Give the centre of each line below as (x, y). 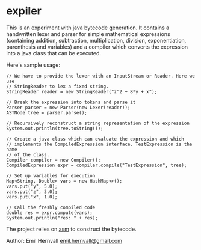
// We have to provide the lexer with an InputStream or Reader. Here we (101, 76)
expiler (24, 11)
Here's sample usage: (33, 65)
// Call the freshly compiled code (51, 207)
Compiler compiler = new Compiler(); (54, 160)
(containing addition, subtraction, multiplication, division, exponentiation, (96, 40)
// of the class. (28, 154)
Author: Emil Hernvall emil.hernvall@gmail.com (64, 240)
